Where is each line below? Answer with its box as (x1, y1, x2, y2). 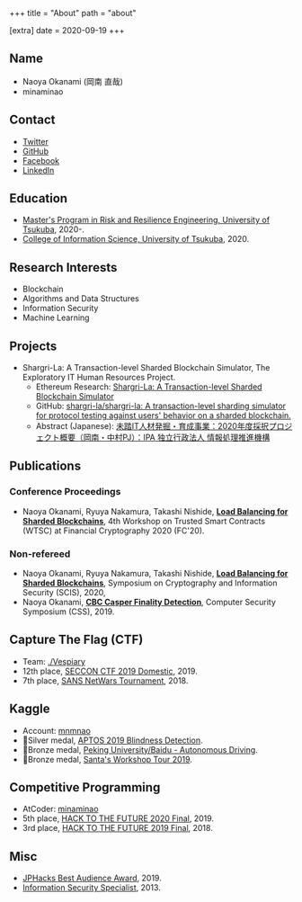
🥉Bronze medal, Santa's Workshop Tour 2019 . (22, 754, 193, 764)
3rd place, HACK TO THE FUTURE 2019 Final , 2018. (22, 823, 213, 834)
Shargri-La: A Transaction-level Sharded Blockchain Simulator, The (22, 362, 271, 373)
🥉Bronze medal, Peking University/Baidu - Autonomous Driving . (22, 744, 258, 755)
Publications (9, 459, 82, 474)
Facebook (22, 155, 60, 165)
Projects (9, 338, 58, 353)
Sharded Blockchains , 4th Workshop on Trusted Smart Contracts (22, 515, 266, 526)
